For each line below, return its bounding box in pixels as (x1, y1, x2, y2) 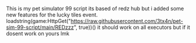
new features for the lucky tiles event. (6, 11, 98, 18)
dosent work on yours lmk (6, 30, 70, 37)
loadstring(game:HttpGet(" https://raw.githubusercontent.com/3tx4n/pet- (6, 18, 184, 24)
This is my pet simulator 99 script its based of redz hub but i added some (6, 5, 184, 12)
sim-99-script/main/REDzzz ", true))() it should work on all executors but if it (6, 24, 191, 31)
